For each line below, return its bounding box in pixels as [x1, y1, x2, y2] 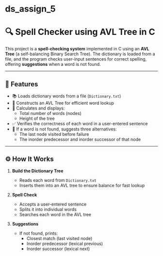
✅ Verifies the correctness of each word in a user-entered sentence [12, 120, 148, 127]
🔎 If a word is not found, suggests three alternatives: [12, 126, 117, 132]
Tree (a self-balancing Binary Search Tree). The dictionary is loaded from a [5, 51, 155, 57]
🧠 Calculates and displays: [12, 105, 65, 111]
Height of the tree [19, 115, 55, 121]
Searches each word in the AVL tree [19, 211, 91, 217]
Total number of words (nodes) [19, 110, 81, 116]
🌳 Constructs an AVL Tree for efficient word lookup [12, 100, 114, 106]
